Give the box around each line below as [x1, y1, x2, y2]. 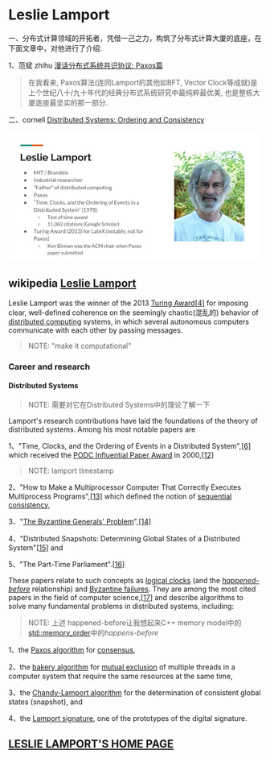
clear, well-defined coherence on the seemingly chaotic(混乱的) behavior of [8, 308, 259, 317]
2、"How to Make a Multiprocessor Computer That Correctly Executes [8, 482, 242, 492]
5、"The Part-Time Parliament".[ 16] [8, 559, 125, 569]
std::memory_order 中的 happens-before [27, 628, 159, 637]
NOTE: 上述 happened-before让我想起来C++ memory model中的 [27, 618, 242, 628]
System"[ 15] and [8, 542, 63, 553]
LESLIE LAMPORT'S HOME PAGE [8, 737, 174, 751]
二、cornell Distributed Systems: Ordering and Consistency [8, 114, 205, 124]
